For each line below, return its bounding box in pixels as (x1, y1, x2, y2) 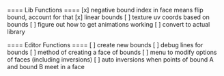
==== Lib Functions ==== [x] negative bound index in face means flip (7, 6, 204, 14)
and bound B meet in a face (7, 63, 85, 71)
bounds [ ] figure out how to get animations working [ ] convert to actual (7, 21, 210, 28)
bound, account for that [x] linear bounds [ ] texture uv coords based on (7, 13, 210, 21)
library (7, 27, 25, 36)
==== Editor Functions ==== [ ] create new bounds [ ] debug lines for (7, 41, 204, 49)
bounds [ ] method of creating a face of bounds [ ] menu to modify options (7, 48, 217, 56)
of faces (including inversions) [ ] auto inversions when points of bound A (7, 55, 214, 64)
